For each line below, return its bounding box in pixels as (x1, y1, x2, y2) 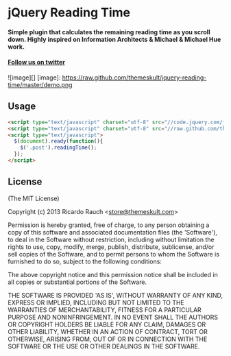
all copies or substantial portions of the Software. (8, 278, 147, 286)
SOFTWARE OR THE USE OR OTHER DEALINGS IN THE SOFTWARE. (8, 342, 200, 351)
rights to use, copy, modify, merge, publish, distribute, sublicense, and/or (8, 242, 215, 251)
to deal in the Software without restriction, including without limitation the (8, 235, 215, 244)
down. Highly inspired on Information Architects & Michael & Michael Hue (8, 35, 221, 43)
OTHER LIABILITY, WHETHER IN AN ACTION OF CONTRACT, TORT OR (8, 327, 208, 335)
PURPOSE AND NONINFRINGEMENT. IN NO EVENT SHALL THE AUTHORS (8, 313, 219, 321)
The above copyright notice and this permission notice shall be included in (8, 270, 218, 278)
